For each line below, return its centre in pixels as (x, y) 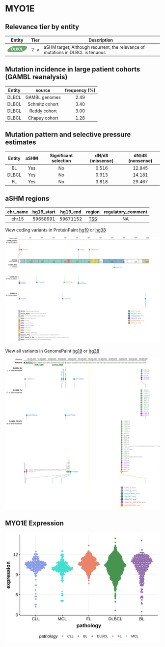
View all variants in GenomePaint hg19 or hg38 (52, 351)
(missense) (102, 161)
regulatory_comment (125, 212)
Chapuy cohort (43, 118)
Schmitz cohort (43, 104)
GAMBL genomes (43, 97)
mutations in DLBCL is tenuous (75, 52)
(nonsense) (140, 161)
